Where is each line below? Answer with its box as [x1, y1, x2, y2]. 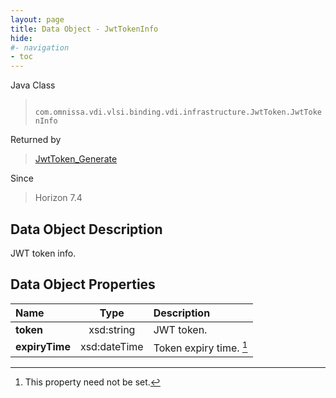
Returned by [10, 134, 62, 146]
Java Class [10, 79, 56, 91]
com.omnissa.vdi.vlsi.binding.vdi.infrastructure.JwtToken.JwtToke [34, 107, 322, 118]
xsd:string [88, 322, 136, 336]
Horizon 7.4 [34, 192, 83, 204]
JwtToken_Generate [34, 153, 118, 165]
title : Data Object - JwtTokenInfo [10, 24, 159, 34]
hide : [10, 33, 33, 43]
